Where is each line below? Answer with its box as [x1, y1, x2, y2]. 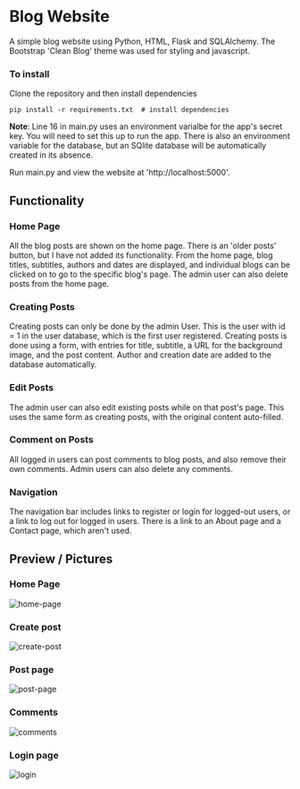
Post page [9, 664, 54, 676]
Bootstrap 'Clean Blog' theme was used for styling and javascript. [9, 45, 251, 56]
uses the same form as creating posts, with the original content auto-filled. [9, 411, 284, 422]
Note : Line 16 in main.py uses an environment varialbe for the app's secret [9, 121, 283, 132]
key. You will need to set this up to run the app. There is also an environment [9, 131, 290, 142]
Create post [9, 621, 62, 633]
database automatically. [9, 359, 97, 370]
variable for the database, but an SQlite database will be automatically [9, 141, 267, 151]
